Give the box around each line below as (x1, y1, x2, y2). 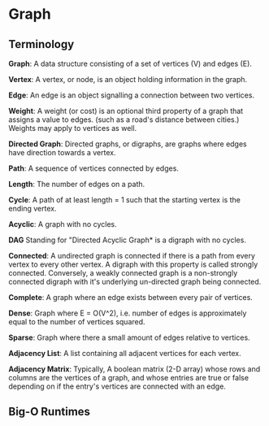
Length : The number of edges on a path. (8, 180, 145, 189)
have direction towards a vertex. (8, 148, 116, 157)
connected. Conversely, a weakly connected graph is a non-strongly (8, 268, 238, 277)
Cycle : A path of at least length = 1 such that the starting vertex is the (8, 195, 241, 204)
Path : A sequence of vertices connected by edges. (8, 163, 179, 173)
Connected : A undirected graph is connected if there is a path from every (8, 251, 256, 260)
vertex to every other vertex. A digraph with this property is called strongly (8, 259, 258, 269)
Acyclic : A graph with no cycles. (8, 220, 117, 228)
